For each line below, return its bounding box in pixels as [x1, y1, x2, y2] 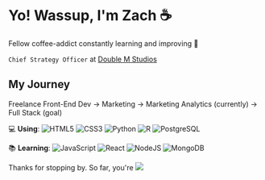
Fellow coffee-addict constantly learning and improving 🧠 [8, 38, 199, 48]
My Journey [8, 77, 71, 91]
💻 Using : [8, 123, 40, 133]
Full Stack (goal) [8, 107, 63, 117]
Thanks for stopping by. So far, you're [8, 162, 135, 172]
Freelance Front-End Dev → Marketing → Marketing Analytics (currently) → [8, 98, 258, 109]
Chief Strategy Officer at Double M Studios [8, 54, 157, 64]
